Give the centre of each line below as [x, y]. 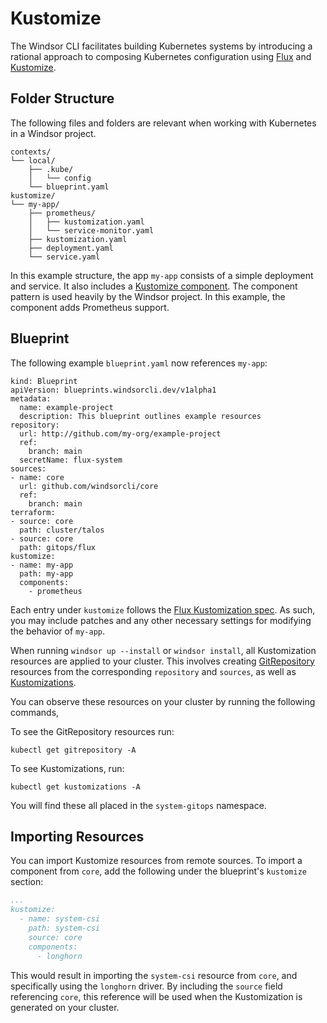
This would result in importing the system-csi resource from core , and [154, 975]
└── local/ [33, 160]
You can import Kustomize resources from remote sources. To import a [156, 861]
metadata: [31, 398]
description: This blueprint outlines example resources [140, 416]
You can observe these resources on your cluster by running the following [163, 701]
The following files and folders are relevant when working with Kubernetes [163, 123]
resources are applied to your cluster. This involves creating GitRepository [162, 661]
